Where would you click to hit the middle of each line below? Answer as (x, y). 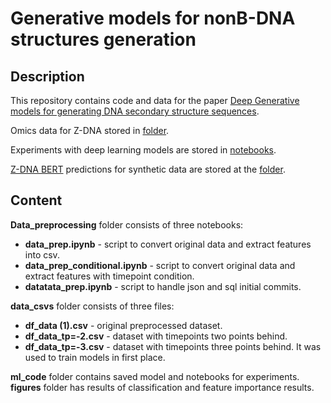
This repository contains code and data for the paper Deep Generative (155, 100)
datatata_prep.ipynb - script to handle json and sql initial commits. (163, 286)
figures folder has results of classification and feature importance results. (162, 387)
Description (47, 76)
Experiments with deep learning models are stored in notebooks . (143, 150)
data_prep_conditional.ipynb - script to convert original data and (160, 265)
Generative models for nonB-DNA (153, 18)
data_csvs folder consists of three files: (92, 306)
